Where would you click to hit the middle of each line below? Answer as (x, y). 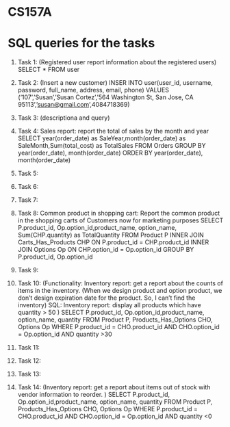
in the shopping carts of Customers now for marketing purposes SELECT (120, 220)
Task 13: (29, 374)
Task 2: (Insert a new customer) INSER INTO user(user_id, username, (115, 83)
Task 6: (28, 187)
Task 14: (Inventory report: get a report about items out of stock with (114, 387)
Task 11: (29, 348)
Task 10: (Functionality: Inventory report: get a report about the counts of (120, 283)
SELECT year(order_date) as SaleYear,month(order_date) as (102, 138)
